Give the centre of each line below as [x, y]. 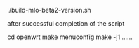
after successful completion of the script [66, 23]
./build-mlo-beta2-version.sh [49, 10]
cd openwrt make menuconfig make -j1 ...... [70, 37]
